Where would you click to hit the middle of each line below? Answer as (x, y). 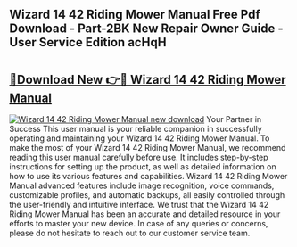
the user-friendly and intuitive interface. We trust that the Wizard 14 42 (139, 205)
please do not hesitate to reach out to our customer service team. (130, 233)
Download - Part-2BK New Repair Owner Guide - (146, 29)
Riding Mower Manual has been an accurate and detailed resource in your (145, 214)
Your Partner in (234, 119)
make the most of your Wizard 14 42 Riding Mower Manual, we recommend (148, 148)
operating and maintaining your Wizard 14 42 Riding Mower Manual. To (140, 138)
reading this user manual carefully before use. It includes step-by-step (139, 157)
